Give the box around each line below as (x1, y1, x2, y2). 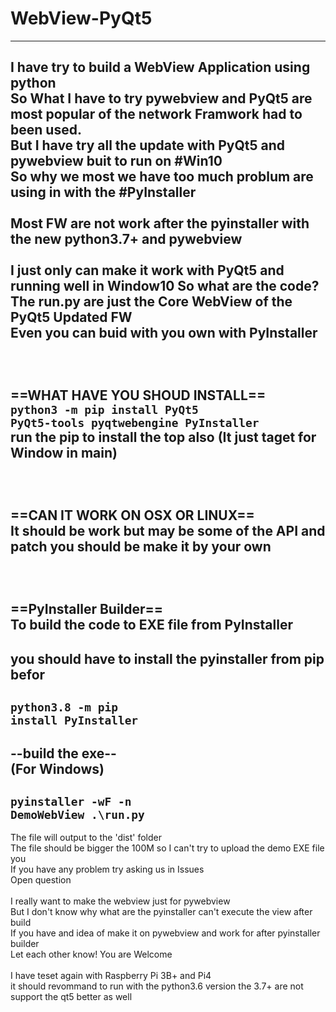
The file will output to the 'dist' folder (10, 832, 163, 844)
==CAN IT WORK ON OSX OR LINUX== (10, 507, 255, 524)
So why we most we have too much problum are (10, 168, 314, 186)
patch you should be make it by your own (10, 538, 272, 556)
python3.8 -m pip (10, 700, 118, 715)
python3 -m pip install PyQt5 (10, 403, 199, 417)
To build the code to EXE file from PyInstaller (10, 617, 293, 634)
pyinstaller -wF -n (10, 794, 132, 809)
